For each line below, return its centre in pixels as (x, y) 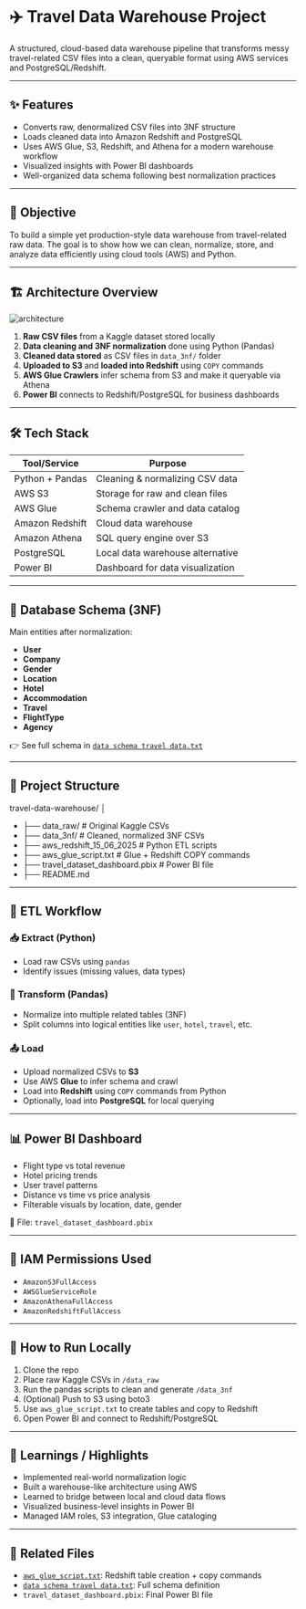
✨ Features (41, 105)
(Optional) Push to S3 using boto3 (86, 1399)
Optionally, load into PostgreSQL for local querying (118, 1101)
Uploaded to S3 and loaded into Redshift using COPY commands (143, 366)
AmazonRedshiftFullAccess (71, 1311)
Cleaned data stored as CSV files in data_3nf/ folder (122, 356)
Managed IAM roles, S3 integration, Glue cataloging (119, 1516)
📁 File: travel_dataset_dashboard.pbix (81, 1222)
